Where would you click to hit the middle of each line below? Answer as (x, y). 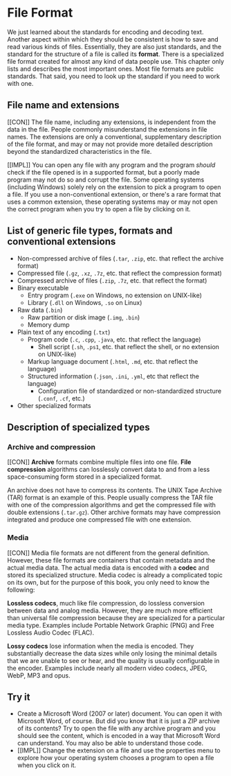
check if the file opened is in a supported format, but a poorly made (104, 172)
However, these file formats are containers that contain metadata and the (111, 560)
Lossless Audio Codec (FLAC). (51, 633)
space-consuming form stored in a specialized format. (85, 477)
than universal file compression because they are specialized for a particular (116, 617)
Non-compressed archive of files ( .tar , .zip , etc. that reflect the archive (120, 258)
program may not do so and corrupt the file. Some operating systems (106, 179)
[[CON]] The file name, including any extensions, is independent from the (112, 122)
